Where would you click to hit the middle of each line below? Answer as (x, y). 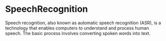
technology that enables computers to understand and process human (77, 28)
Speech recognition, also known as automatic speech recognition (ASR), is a (83, 23)
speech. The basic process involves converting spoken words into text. (78, 33)
